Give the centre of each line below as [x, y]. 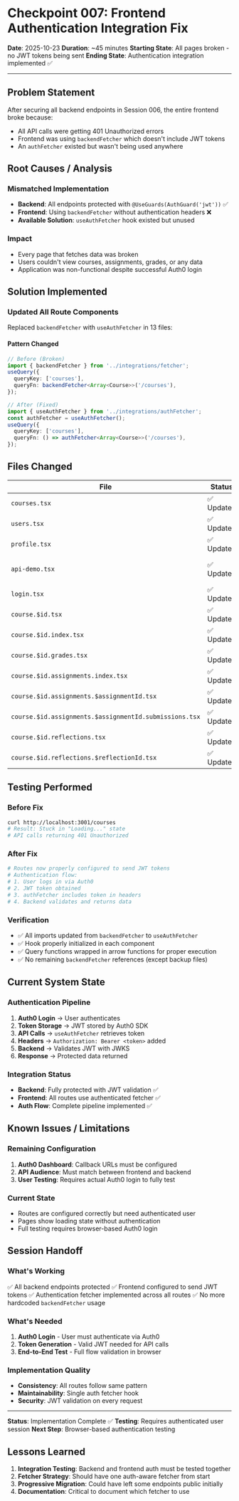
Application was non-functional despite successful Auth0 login [110, 269]
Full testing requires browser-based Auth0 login [87, 1228]
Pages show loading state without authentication [89, 1221]
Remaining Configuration [52, 1149]
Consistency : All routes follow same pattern [82, 1386]
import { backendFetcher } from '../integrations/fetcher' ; [99, 365]
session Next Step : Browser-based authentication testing [91, 1429]
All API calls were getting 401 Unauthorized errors [91, 131]
